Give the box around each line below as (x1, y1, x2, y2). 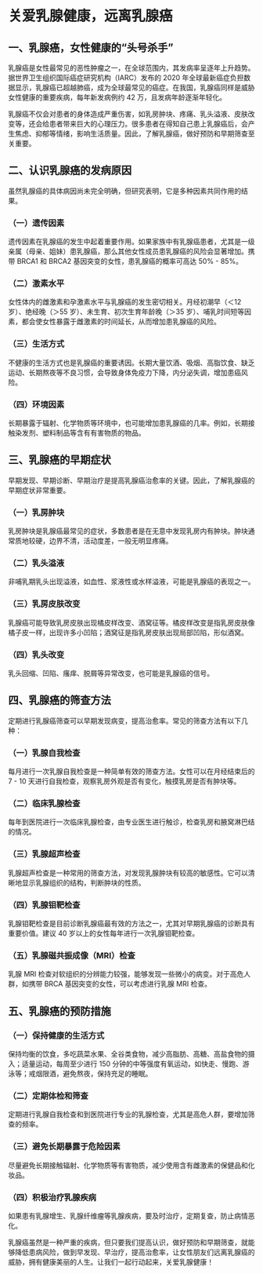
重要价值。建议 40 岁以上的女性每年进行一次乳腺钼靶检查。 (8, 929, 200, 938)
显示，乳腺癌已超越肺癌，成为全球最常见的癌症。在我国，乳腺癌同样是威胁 (14, 83, 255, 92)
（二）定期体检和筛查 (8, 1090, 88, 1101)
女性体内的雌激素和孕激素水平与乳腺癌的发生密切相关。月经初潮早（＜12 (8, 298, 242, 307)
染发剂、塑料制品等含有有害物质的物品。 (14, 429, 146, 437)
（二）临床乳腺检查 (8, 798, 81, 809)
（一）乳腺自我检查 (8, 747, 81, 758)
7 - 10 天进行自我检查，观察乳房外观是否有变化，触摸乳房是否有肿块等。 (8, 776, 241, 786)
